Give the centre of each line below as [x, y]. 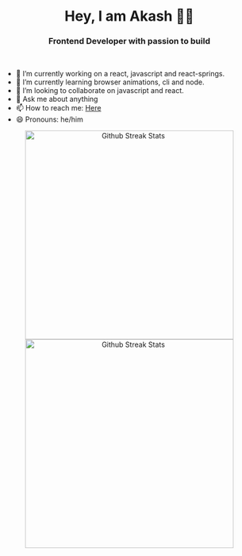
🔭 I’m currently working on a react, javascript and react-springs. [120, 74]
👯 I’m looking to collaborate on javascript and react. [100, 91]
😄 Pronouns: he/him [49, 119]
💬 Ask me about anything [57, 99]
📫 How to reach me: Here [58, 108]
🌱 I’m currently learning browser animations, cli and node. [110, 82]
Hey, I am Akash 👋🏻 [129, 16]
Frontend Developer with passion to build [129, 41]
